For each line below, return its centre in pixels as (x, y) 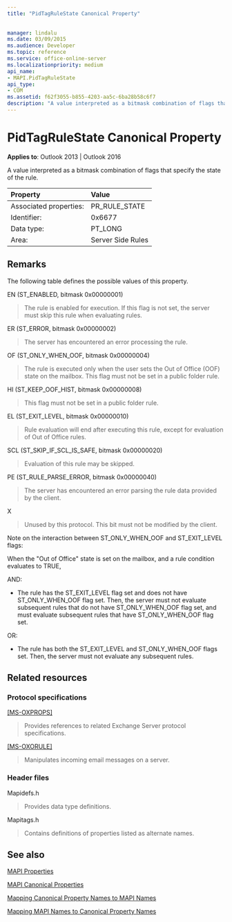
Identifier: (26, 217)
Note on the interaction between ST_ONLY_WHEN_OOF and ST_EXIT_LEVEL (115, 538)
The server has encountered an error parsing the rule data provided (120, 490)
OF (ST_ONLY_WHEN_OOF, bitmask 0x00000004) (78, 355)
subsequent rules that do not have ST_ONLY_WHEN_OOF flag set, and (117, 607)
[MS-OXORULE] (30, 747)
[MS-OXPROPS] (30, 713)
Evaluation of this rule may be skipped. (79, 463)
